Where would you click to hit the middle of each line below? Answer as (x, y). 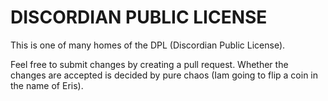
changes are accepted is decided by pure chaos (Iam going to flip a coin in (164, 75)
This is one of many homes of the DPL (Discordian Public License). (148, 45)
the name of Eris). (47, 85)
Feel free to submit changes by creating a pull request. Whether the (149, 64)
